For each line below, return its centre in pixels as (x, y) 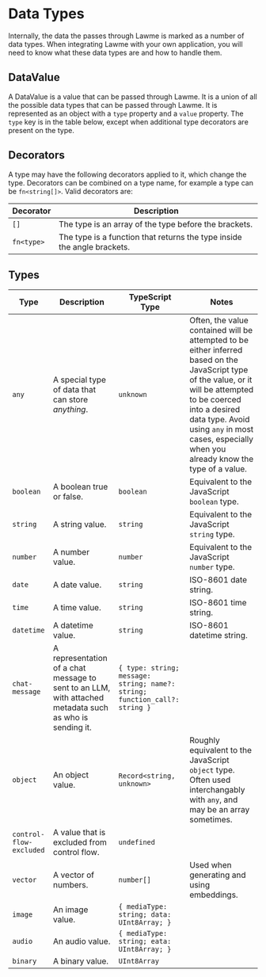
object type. (212, 770)
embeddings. (214, 895)
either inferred (216, 350)
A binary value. (81, 961)
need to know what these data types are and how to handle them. (115, 52)
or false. (68, 497)
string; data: (145, 915)
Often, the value (219, 320)
